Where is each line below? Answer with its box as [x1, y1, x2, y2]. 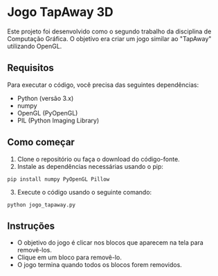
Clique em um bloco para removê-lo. [17, 253, 122, 261]
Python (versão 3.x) [17, 94, 74, 102]
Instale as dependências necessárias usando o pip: [17, 162, 164, 170]
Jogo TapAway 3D [7, 4, 113, 20]
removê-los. [17, 246, 52, 254]
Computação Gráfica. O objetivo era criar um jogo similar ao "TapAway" [7, 34, 212, 42]
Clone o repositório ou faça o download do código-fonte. [17, 154, 180, 163]
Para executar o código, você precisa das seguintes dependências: [7, 81, 199, 89]
